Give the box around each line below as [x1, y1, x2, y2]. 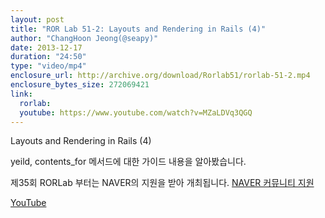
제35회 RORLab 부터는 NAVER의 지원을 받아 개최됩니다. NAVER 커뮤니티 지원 [10, 177, 315, 189]
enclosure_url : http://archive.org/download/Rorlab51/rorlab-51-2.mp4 [10, 71, 311, 81]
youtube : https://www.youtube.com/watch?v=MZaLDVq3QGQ [19, 107, 253, 118]
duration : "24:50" [10, 52, 87, 62]
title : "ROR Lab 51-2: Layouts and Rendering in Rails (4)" [10, 24, 267, 34]
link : [10, 89, 33, 99]
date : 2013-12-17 [10, 42, 83, 53]
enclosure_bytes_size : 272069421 [10, 80, 150, 90]
